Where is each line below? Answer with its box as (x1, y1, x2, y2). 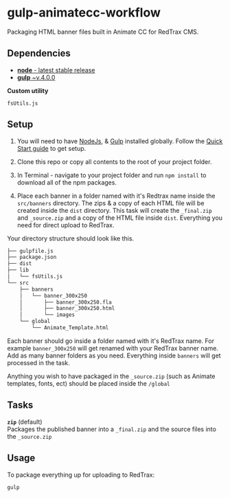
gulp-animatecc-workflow (7, 5, 161, 21)
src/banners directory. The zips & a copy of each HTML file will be (16, 198, 205, 207)
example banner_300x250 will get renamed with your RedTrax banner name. (7, 344, 218, 352)
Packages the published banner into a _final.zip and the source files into (7, 425, 216, 433)
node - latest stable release (16, 65, 95, 74)
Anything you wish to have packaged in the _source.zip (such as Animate (7, 372, 216, 380)
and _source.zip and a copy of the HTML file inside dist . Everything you (16, 214, 223, 222)
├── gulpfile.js (7, 247, 54, 254)
